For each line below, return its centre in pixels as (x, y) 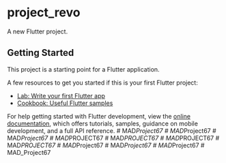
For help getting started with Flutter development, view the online (99, 116)
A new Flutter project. (38, 31)
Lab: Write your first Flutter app (61, 95)
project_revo (44, 13)
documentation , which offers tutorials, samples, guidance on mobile (102, 123)
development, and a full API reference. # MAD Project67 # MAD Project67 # (112, 130)
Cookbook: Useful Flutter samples (65, 103)
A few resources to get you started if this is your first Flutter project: (102, 83)
